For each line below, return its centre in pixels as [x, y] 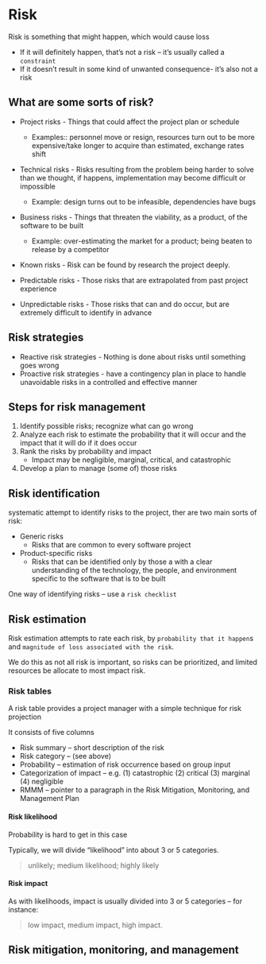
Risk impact [28, 884]
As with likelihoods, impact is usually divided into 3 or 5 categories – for [125, 901]
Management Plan [49, 799]
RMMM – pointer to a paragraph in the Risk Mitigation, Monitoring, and [135, 790]
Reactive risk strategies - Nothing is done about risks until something [133, 356]
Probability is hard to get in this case [68, 834]
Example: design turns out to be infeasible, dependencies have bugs [144, 201]
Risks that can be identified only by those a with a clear [122, 562]
